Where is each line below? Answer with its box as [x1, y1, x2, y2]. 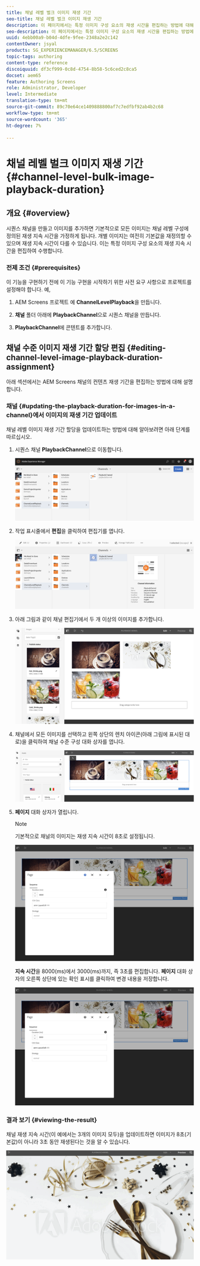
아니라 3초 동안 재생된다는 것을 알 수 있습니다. [23, 1138, 130, 1145]
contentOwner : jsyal [6, 41, 58, 47]
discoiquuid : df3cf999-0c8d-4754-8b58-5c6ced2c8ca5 [6, 66, 137, 72]
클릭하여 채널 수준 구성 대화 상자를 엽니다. [27, 738, 125, 745]
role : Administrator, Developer [6, 85, 86, 91]
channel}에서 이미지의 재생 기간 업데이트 [6, 411, 117, 419]
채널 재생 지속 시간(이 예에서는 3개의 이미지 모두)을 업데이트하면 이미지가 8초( [6, 1130, 187, 1137]
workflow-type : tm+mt [6, 110, 60, 116]
